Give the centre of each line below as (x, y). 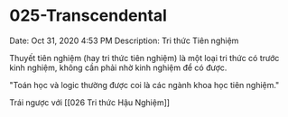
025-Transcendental (88, 16)
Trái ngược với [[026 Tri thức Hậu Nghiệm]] (89, 102)
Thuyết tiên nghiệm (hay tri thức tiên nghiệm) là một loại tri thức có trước (144, 58)
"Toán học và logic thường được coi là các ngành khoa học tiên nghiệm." (144, 85)
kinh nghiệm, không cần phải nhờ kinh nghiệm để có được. (118, 67)
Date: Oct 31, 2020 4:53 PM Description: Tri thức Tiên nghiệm (124, 40)
